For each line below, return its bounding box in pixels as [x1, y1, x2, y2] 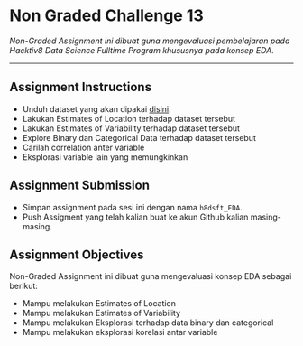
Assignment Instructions [9, 79, 151, 95]
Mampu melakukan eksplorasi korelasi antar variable [22, 327, 218, 338]
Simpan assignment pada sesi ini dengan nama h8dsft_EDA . [22, 201, 243, 212]
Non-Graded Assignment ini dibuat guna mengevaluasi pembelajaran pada [9, 35, 290, 46]
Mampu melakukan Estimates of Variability [22, 308, 181, 319]
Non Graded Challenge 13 [9, 5, 205, 26]
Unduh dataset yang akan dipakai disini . [22, 103, 171, 114]
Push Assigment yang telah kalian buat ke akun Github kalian [22, 211, 249, 222]
